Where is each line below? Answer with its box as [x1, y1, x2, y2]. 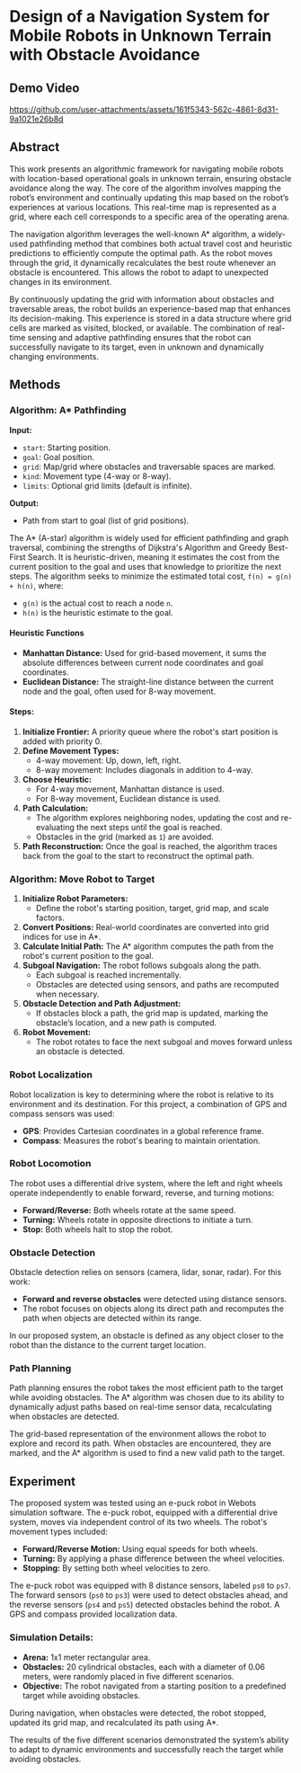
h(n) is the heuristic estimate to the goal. [22, 607, 173, 617]
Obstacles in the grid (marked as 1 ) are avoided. [35, 831, 214, 842]
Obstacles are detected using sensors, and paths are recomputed [35, 980, 279, 990]
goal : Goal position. [22, 451, 94, 462]
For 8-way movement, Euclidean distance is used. [35, 793, 222, 803]
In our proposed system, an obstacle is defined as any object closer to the [9, 1330, 285, 1341]
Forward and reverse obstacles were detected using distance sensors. [22, 1294, 288, 1305]
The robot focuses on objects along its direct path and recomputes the [22, 1303, 285, 1314]
